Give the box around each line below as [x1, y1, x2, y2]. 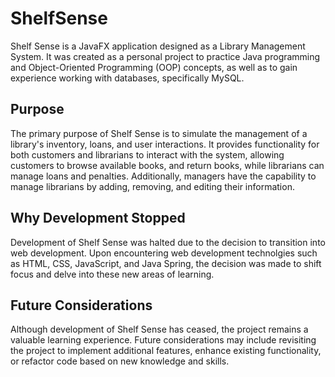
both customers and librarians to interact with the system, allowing [10, 148, 285, 161]
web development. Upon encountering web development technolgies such [10, 247, 318, 259]
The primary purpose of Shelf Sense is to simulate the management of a [10, 127, 308, 139]
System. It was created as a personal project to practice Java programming [10, 50, 321, 62]
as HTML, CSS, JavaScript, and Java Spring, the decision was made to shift [10, 257, 322, 269]
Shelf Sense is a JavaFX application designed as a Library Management [10, 40, 306, 52]
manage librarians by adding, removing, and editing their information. [10, 180, 295, 192]
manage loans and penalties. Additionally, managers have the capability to [10, 170, 317, 182]
